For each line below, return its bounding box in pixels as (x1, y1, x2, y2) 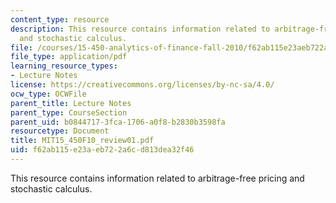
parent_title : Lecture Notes (10, 98, 132, 108)
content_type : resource (10, 14, 110, 25)
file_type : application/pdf (10, 52, 128, 62)
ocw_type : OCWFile (10, 89, 87, 99)
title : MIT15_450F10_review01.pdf (10, 136, 155, 146)
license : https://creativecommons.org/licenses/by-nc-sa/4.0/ (10, 80, 275, 90)
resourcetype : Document (10, 126, 110, 136)
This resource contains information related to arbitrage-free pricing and (10, 172, 305, 184)
